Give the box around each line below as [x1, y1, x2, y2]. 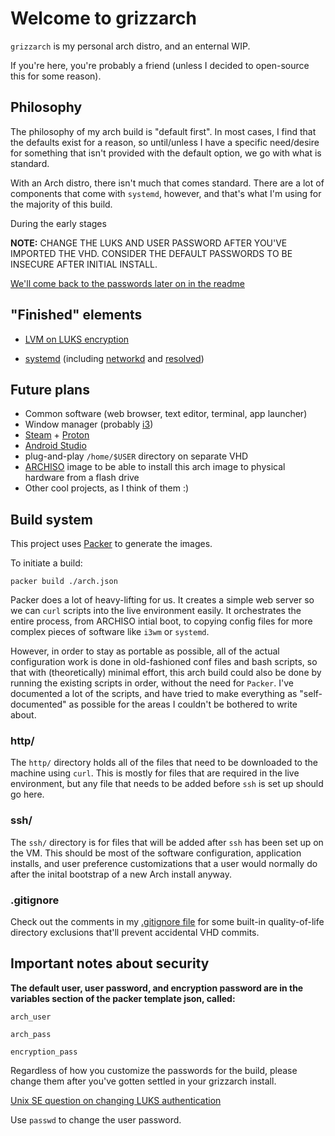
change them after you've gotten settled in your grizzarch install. [10, 1075, 277, 1087]
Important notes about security [10, 955, 210, 972]
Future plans [10, 381, 90, 398]
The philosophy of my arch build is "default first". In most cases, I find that [10, 125, 317, 137]
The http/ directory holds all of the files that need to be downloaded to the [10, 757, 318, 769]
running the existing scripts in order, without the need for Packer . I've [10, 677, 294, 689]
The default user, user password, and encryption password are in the [10, 982, 304, 994]
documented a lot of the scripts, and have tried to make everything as [10, 688, 298, 700]
